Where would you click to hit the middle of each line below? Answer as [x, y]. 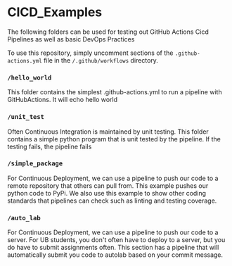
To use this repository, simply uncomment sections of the [90, 53]
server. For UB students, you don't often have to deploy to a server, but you [116, 240]
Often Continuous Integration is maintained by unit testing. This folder [108, 132]
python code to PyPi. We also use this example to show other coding [107, 193]
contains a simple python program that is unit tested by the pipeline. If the [114, 139]
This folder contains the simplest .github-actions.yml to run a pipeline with [115, 92]
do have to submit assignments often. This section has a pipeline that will [113, 248]
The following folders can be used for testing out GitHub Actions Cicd [108, 32]
